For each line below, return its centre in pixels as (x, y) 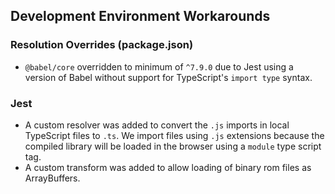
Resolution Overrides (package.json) (102, 45)
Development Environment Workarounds (140, 16)
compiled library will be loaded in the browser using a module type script (173, 146)
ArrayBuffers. (52, 178)
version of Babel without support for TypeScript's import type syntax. (168, 77)
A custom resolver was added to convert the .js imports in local (157, 125)
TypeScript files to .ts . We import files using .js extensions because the (174, 135)
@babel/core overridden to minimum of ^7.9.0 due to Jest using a (159, 66)
